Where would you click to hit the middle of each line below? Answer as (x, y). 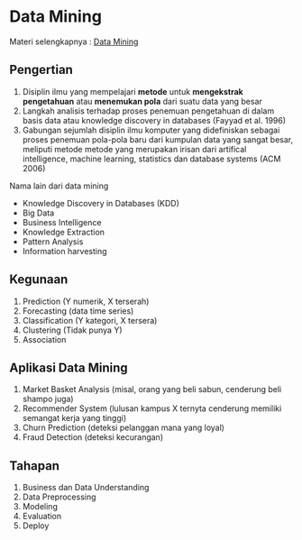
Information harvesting (64, 251)
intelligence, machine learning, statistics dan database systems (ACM (151, 159)
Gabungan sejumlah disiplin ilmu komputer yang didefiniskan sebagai (151, 130)
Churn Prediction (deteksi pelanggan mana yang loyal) (124, 428)
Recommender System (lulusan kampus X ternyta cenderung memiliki (152, 408)
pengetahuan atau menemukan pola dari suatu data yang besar (142, 101)
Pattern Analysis (53, 242)
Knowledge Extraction (64, 232)
